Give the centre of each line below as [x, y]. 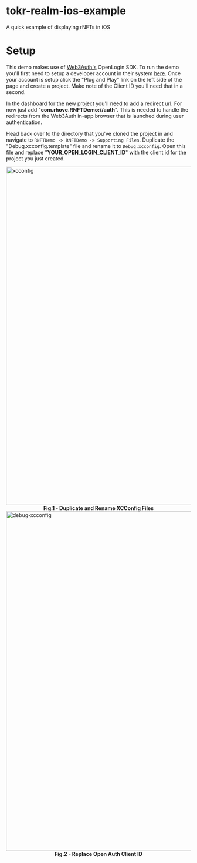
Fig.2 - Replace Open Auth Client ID [98, 854]
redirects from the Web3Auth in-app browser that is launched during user [95, 116]
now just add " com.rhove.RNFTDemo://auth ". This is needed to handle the [97, 109]
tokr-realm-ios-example [66, 11]
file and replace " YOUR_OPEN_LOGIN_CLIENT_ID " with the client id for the [96, 152]
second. [16, 92]
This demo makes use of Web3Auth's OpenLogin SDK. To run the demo [93, 67]
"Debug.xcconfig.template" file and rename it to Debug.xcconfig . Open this [96, 146]
